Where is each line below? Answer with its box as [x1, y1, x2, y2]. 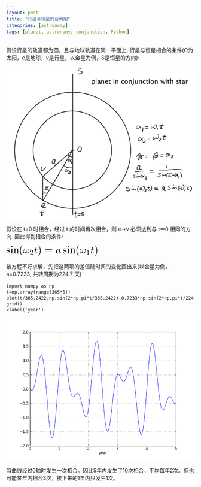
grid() [6, 301, 23, 307]
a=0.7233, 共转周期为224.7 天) [6, 270, 82, 278]
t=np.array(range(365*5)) [6, 289, 71, 295]
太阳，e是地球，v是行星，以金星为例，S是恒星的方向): [6, 54, 140, 61]
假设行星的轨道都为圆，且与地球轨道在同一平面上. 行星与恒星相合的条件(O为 [6, 47, 193, 54]
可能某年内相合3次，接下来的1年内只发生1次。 [6, 474, 119, 482]
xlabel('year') [6, 307, 44, 313]
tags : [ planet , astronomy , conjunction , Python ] [6, 29, 130, 35]
